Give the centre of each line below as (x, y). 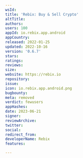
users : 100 (16, 28)
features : (15, 144)
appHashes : (16, 107)
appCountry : (17, 38)
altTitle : (15, 19)
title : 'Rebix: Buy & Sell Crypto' (42, 14)
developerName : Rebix (28, 139)
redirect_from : (21, 135)
